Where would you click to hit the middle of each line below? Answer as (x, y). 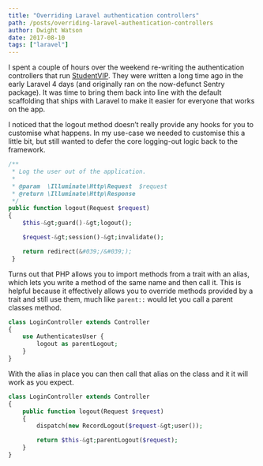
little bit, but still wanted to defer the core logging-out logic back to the (123, 141)
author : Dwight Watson (45, 30)
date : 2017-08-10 (37, 38)
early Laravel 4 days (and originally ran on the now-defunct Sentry (116, 85)
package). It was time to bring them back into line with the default (115, 92)
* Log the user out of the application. (79, 171)
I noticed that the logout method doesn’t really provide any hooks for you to (131, 125)
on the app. (27, 109)
